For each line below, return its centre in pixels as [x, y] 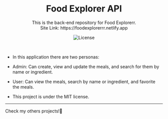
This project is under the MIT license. [51, 96]
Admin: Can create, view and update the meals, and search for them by [86, 66]
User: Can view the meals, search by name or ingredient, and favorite [84, 81]
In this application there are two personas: [56, 57]
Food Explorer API [84, 9]
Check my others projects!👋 [34, 111]
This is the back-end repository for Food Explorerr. [84, 22]
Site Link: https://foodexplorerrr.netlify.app [84, 27]
